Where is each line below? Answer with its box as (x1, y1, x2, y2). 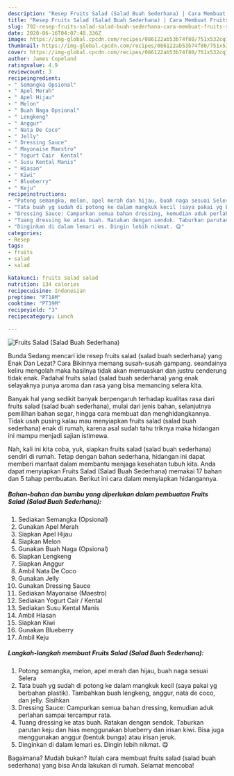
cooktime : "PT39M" (8, 300, 61, 307)
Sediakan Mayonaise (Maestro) (17, 589, 107, 597)
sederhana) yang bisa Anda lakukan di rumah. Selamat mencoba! (8, 761, 194, 769)
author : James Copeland (8, 56, 77, 62)
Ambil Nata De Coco (17, 566, 77, 575)
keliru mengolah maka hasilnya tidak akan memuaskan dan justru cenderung (8, 366, 227, 375)
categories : (8, 230, 42, 237)
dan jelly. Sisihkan (17, 695, 70, 705)
